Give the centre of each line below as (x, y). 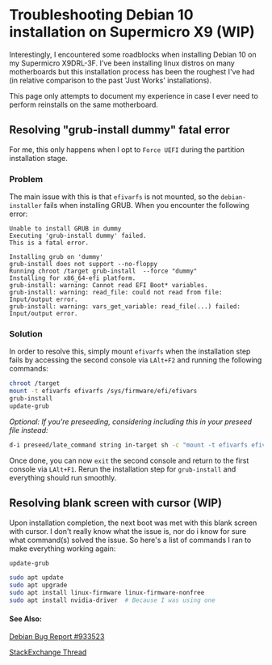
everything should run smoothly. (63, 477)
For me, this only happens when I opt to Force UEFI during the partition (127, 149)
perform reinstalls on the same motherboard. (84, 104)
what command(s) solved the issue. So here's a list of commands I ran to (130, 540)
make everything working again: (63, 549)
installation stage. (38, 158)
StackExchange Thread (48, 652)
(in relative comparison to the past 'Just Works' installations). (111, 80)
